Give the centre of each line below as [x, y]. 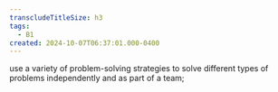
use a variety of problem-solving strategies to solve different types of [139, 69]
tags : [19, 26]
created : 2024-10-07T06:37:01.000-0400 [85, 43]
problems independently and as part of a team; [97, 78]
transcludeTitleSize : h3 [56, 18]
